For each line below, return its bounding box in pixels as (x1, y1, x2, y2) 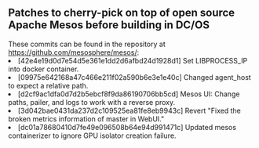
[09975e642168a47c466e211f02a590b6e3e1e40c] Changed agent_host (18, 72, 251, 81)
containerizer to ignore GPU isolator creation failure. (8, 131, 177, 140)
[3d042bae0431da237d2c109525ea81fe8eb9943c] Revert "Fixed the (18, 106, 241, 115)
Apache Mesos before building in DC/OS (8, 19, 210, 32)
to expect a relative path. (8, 81, 89, 90)
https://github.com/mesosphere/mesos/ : (8, 47, 140, 57)
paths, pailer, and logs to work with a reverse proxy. (8, 97, 175, 106)
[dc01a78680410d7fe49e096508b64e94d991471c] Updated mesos (18, 122, 237, 132)
